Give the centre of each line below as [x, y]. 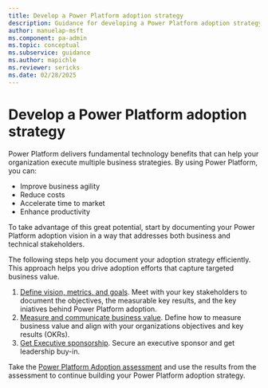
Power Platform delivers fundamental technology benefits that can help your [134, 153]
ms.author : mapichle [43, 61]
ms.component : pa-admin [48, 38]
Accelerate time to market [62, 203]
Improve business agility [60, 186]
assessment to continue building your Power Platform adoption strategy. [127, 375]
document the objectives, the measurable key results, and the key [128, 300]
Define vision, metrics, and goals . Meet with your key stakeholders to [133, 291]
